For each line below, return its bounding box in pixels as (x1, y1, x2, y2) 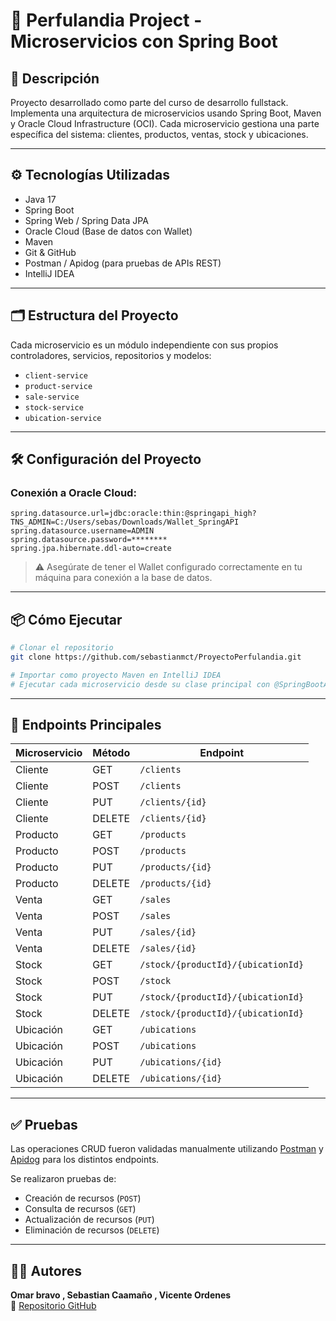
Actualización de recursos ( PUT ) (24, 1214, 155, 1226)
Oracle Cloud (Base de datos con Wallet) (24, 225, 193, 237)
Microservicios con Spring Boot (10, 30, 278, 53)
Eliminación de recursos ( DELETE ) (24, 1224, 160, 1236)
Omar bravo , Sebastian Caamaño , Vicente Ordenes (10, 1289, 232, 1301)
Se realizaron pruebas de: (10, 1173, 117, 1185)
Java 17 (24, 193, 57, 205)
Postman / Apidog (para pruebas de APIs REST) (24, 257, 222, 269)
